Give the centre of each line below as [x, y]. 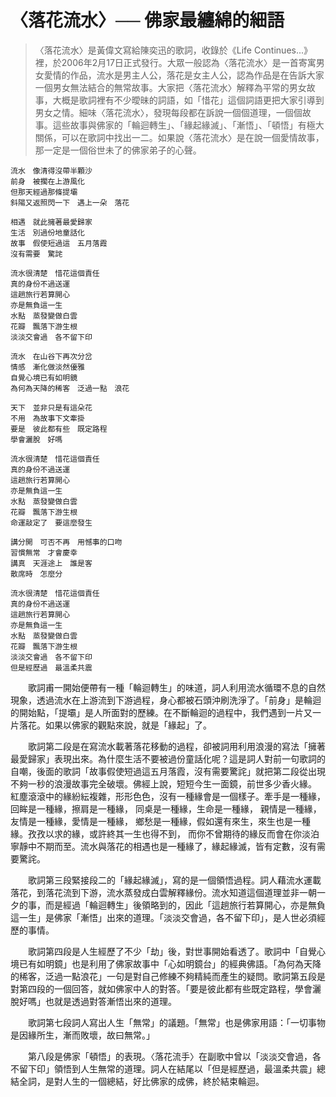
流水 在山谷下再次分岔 [51, 356]
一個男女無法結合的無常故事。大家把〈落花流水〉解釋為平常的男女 [170, 87]
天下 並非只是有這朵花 [51, 407]
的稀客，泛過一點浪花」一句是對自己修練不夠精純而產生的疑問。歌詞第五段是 [168, 976]
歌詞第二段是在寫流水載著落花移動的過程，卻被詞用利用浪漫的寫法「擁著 [177, 746]
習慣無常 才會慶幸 [44, 552]
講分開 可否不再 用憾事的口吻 [66, 542]
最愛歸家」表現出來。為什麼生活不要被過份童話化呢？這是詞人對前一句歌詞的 [168, 758]
